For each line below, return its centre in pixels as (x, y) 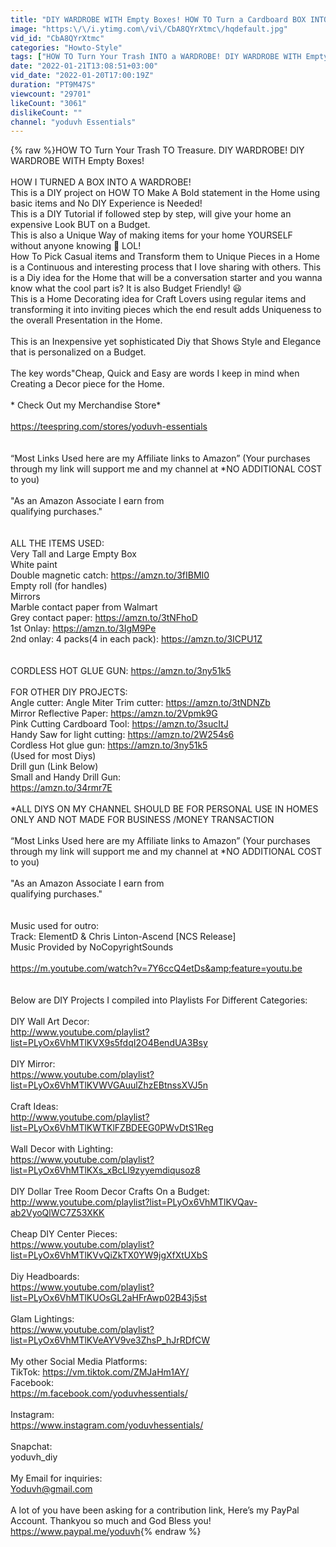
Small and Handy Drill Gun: (66, 777)
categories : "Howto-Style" (66, 47)
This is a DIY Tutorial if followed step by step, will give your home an (151, 214)
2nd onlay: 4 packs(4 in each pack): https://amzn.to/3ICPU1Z (136, 639)
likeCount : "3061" (48, 103)
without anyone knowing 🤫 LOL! (76, 246)
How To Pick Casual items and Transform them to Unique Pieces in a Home (165, 257)
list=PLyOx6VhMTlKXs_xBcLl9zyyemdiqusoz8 (105, 1170)
